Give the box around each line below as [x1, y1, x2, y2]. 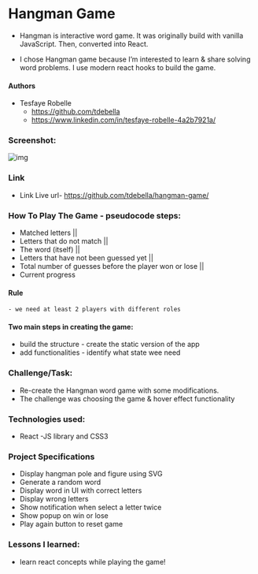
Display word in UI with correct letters [19, 486, 142, 495]
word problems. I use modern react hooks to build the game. [19, 62, 216, 72]
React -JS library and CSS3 [19, 431, 109, 442]
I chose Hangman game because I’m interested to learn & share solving [19, 54, 251, 64]
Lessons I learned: [8, 539, 80, 550]
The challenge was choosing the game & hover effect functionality [19, 393, 235, 403]
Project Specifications [8, 451, 95, 462]
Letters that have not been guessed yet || [19, 253, 153, 263]
